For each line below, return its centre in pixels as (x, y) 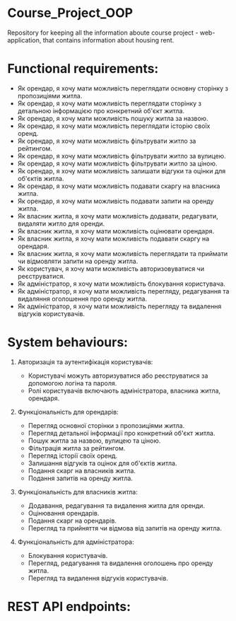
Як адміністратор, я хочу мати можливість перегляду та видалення (119, 306)
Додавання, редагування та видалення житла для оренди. (116, 505)
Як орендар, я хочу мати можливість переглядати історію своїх (114, 126)
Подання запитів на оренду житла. (80, 478)
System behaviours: (68, 343)
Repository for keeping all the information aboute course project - (103, 33)
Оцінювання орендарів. (64, 513)
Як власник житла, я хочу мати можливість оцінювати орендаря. (116, 231)
